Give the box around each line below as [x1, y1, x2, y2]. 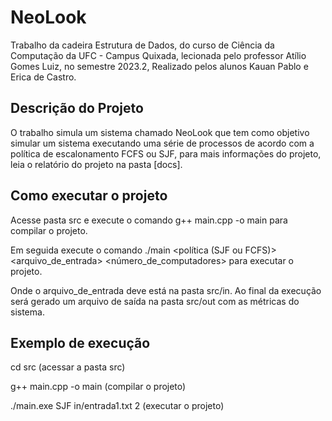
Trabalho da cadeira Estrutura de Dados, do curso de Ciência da [10, 39, 275, 51]
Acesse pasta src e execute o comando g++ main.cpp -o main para [10, 214, 288, 226]
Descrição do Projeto [10, 100, 144, 117]
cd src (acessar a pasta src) [10, 361, 126, 373]
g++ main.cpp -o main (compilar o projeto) [10, 381, 187, 393]
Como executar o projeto [10, 187, 168, 205]
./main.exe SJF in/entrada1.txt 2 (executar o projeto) [10, 400, 225, 412]
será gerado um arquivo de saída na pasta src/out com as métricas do [10, 295, 300, 307]
